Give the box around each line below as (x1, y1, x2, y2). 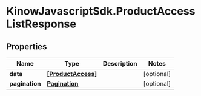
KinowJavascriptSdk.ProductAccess (6, 4, 196, 18)
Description (102, 60, 137, 67)
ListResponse (6, 17, 77, 31)
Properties (6, 41, 47, 52)
